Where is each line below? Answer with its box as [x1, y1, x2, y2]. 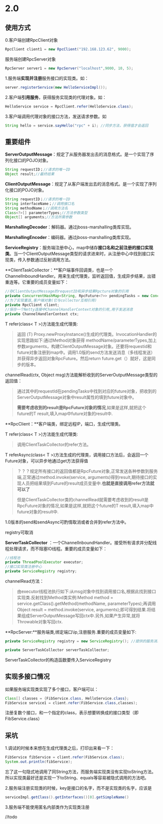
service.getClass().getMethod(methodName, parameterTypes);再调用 [16, 601, 156, 606]
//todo [5, 814, 17, 820]
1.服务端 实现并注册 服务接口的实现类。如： [5, 75, 89, 81]
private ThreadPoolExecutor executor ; [5, 560, 83, 565]
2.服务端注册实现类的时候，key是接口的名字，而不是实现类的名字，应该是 [5, 785, 152, 791]
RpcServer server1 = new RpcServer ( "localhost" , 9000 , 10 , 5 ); [5, 66, 133, 71]
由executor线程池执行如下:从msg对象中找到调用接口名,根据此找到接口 [16, 588, 156, 594]
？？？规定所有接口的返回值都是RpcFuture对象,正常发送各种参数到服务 [16, 468, 158, 474]
